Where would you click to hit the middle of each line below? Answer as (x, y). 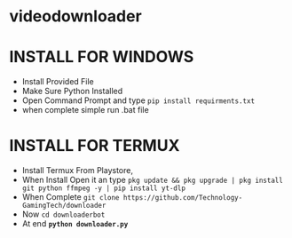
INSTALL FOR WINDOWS (102, 57)
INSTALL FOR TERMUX (95, 146)
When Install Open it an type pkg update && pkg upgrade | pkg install (153, 180)
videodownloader (75, 16)
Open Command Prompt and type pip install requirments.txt (138, 100)
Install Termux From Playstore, (77, 171)
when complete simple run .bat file (85, 110)
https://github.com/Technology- (183, 198)
